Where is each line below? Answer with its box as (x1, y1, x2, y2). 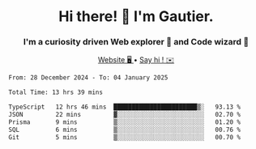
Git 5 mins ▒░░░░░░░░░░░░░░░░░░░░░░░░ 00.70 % (8, 133, 241, 141)
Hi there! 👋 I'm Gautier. (58, 7, 214, 26)
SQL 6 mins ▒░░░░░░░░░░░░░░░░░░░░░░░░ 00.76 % (8, 126, 241, 134)
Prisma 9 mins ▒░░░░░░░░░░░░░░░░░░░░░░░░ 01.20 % (8, 117, 241, 126)
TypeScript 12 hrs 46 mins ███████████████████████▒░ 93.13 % (8, 103, 241, 112)
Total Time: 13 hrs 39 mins (8, 88, 104, 96)
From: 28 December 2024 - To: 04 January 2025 (8, 74, 169, 82)
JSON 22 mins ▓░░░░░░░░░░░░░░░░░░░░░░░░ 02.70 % (8, 111, 241, 119)
